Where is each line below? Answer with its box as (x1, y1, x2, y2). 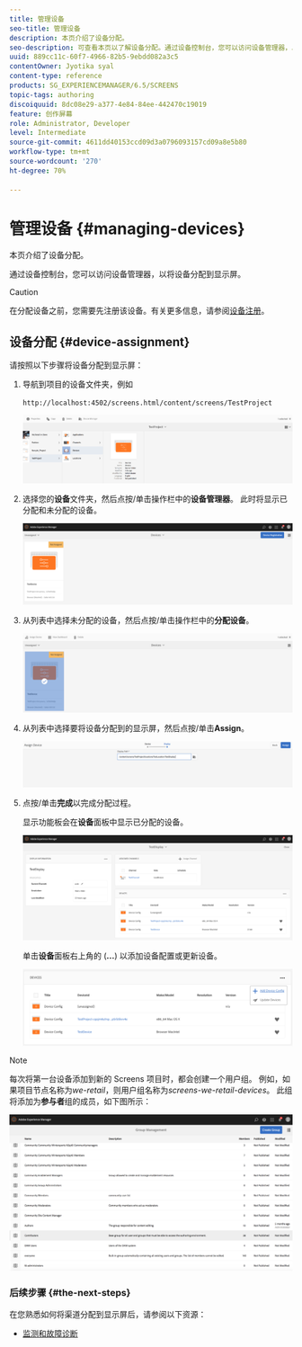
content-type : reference (9, 72, 102, 81)
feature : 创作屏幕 (9, 109, 74, 119)
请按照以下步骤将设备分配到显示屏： (9, 360, 144, 370)
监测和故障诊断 (22, 1327, 78, 1339)
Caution (9, 287, 39, 298)
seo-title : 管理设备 (9, 23, 81, 33)
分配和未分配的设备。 (22, 504, 102, 515)
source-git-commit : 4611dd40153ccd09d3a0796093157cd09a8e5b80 (9, 138, 247, 147)
